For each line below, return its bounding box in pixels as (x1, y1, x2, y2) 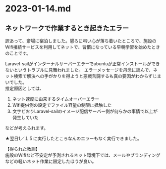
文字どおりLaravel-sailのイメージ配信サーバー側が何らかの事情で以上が (12, 108, 158, 114)
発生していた (12, 115, 39, 120)
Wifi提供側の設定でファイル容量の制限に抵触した (12, 102, 112, 108)
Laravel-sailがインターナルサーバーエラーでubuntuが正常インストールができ (5, 61, 160, 67)
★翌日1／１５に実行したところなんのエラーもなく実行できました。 (5, 135, 142, 141)
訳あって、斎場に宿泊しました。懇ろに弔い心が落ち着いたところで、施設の (5, 38, 157, 43)
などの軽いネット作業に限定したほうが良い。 (5, 159, 97, 164)
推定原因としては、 (5, 85, 45, 91)
